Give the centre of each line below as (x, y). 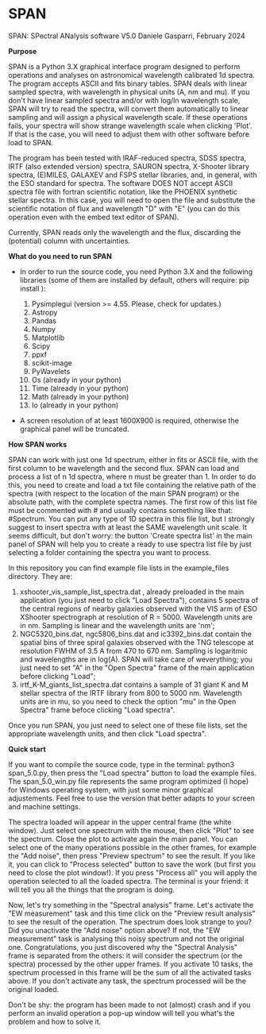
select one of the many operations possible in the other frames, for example (132, 847)
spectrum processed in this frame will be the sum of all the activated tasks (130, 972)
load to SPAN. (31, 142)
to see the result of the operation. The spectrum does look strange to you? (130, 921)
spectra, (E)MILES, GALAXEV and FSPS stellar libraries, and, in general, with (133, 175)
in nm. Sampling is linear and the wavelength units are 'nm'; (117, 625)
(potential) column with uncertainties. (69, 241)
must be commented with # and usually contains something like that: (121, 510)
